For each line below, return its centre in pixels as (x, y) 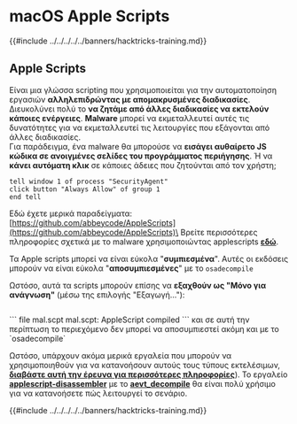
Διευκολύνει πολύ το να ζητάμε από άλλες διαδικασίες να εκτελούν (139, 109)
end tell (25, 197)
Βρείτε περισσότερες (219, 232)
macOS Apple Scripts (90, 16)
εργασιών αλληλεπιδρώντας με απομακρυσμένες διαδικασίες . (130, 99)
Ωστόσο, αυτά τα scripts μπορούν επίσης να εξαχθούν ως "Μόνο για (138, 285)
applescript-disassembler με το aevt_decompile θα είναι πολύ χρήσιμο (143, 383)
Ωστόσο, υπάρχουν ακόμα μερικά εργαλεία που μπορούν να (121, 355)
